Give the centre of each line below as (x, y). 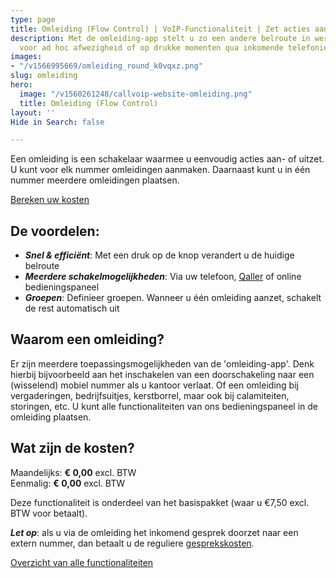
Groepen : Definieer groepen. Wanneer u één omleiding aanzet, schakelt (173, 298)
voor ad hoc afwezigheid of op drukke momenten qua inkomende (151, 47)
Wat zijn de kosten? (72, 448)
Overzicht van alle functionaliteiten (82, 562)
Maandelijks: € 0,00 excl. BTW (73, 472)
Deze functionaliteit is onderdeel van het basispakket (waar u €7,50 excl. (160, 502)
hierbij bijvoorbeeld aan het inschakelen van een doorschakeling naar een (162, 374)
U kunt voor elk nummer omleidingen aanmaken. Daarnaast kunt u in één (160, 170)
